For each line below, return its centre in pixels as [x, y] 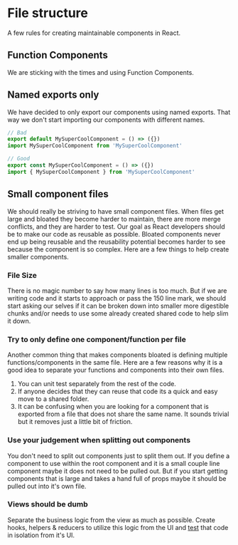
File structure [48, 13]
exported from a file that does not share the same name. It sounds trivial [123, 414]
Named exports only [53, 95]
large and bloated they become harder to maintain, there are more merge [114, 219]
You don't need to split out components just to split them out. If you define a [119, 456]
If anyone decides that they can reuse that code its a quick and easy [118, 391]
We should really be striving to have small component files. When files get [115, 211]
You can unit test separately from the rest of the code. [97, 384]
